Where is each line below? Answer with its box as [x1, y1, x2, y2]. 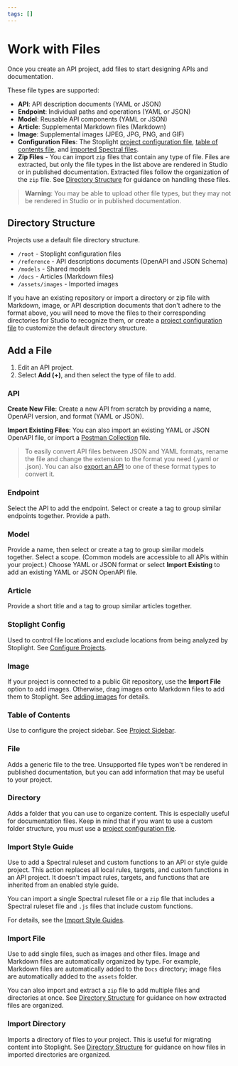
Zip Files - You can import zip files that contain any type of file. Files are [17, 152, 230, 161]
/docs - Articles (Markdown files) [17, 272, 114, 281]
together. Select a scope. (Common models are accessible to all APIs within [7, 553, 229, 561]
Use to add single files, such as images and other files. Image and [7, 949, 200, 958]
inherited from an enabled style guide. [7, 881, 119, 889]
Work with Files [7, 41, 101, 57]
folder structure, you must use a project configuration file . [7, 824, 177, 832]
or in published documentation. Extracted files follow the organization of [17, 168, 229, 176]
